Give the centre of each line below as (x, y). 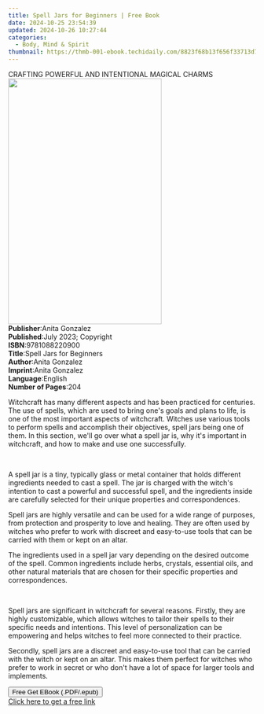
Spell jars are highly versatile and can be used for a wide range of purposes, (132, 515)
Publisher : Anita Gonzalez (50, 328)
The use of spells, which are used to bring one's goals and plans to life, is (127, 410)
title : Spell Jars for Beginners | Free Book (84, 15)
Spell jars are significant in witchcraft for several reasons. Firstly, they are (127, 611)
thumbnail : (26, 52)
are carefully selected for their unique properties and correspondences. (125, 499)
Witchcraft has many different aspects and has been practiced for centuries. (132, 402)
